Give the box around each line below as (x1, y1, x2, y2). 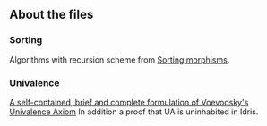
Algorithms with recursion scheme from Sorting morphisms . (9, 54, 230, 65)
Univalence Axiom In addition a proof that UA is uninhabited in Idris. (9, 106, 259, 117)
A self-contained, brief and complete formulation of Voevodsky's (9, 97, 249, 107)
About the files (9, 7, 94, 22)
